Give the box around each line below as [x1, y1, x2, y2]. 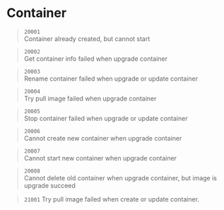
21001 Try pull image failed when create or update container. [23, 194, 199, 203]
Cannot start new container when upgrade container [23, 153, 177, 162]
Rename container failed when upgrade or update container [23, 74, 199, 83]
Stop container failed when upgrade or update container [23, 114, 188, 122]
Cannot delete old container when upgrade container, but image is [23, 173, 217, 182]
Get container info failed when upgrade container [23, 54, 167, 63]
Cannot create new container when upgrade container [23, 134, 182, 142]
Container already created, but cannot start [23, 34, 151, 43]
